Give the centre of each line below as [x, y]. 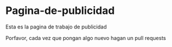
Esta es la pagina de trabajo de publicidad [56, 27]
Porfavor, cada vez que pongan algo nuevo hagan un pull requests [86, 38]
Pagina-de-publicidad [60, 11]
